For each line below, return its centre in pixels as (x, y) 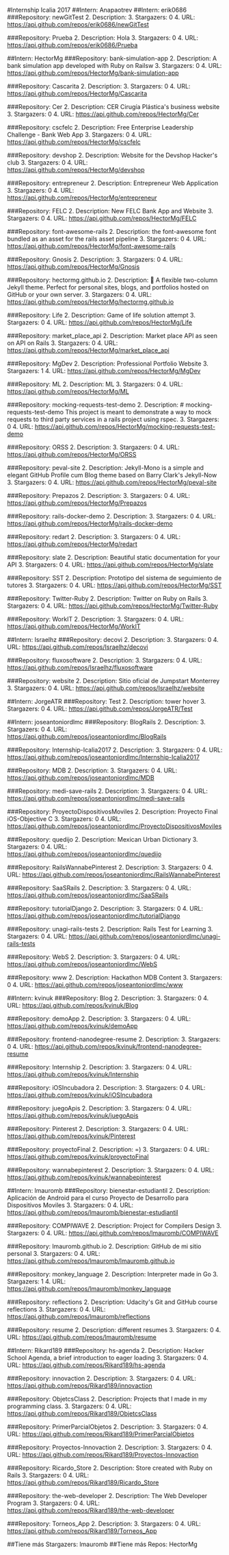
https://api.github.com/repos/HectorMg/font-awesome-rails (91, 246)
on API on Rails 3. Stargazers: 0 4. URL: (63, 343)
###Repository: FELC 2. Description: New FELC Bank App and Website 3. (110, 211)
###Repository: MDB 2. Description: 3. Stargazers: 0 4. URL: (92, 770)
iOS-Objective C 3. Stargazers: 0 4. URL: (64, 819)
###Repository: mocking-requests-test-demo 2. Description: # (96, 405)
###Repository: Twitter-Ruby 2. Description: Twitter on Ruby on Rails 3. (108, 598)
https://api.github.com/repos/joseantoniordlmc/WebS (82, 964)
